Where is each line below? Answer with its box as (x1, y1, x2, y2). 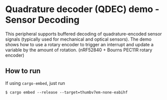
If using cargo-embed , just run (5, 80, 65, 86)
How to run (5, 67, 41, 75)
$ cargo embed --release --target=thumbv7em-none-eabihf (5, 89, 128, 95)
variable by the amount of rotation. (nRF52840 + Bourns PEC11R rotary (5, 47, 153, 53)
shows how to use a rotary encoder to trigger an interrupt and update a (5, 41, 154, 47)
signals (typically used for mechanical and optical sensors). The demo (5, 36, 152, 42)
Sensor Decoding (5, 14, 80, 26)
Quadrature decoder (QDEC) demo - (5, 4, 159, 15)
